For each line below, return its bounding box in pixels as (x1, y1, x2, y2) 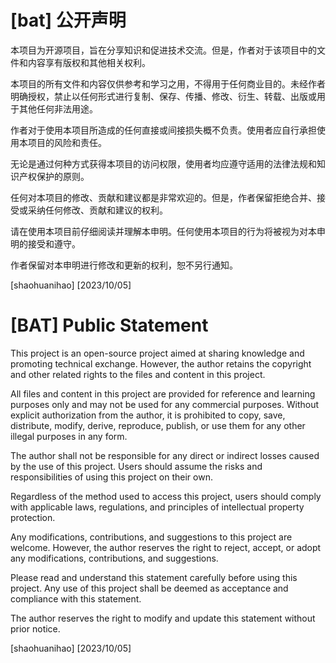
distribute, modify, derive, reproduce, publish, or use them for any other (10, 419, 306, 431)
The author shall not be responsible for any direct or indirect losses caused (10, 449, 320, 461)
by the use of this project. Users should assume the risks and (10, 460, 263, 472)
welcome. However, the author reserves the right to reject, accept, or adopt (10, 541, 322, 553)
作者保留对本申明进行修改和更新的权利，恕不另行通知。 (10, 259, 238, 271)
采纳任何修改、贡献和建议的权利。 (27, 204, 168, 216)
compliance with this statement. (10, 592, 142, 605)
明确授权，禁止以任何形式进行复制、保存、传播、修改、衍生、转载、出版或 (10, 90, 317, 102)
